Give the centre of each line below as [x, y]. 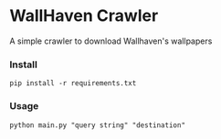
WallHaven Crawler [84, 16]
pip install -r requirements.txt [73, 84]
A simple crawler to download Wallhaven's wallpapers [111, 41]
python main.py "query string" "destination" [97, 125]
